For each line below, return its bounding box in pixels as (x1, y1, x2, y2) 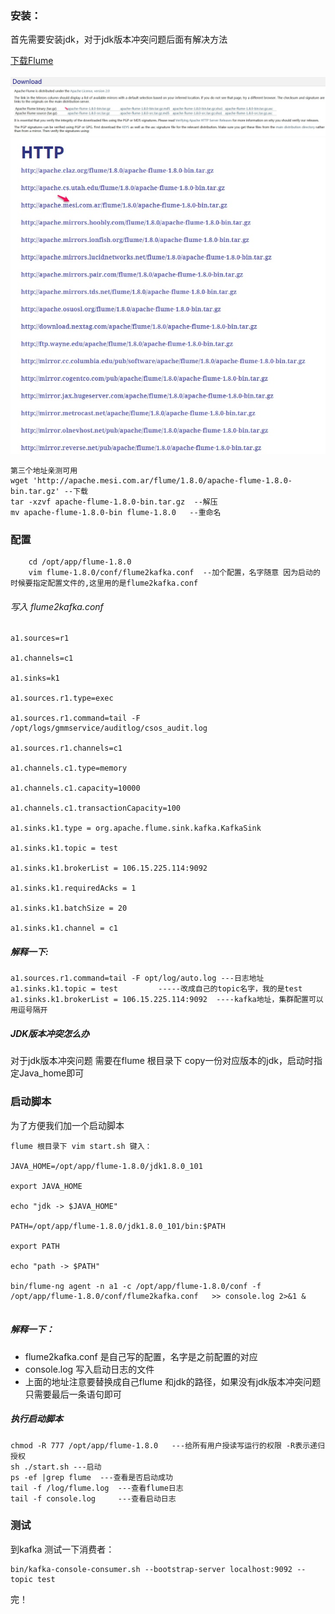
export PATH (10, 1241, 60, 1251)
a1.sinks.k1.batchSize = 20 (10, 903, 128, 914)
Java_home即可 (18, 1067, 85, 1079)
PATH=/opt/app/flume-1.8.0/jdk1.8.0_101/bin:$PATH (10, 1221, 226, 1231)
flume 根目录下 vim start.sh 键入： (10, 1141, 153, 1151)
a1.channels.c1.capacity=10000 (10, 783, 141, 794)
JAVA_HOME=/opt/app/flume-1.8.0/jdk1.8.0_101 (10, 1161, 203, 1171)
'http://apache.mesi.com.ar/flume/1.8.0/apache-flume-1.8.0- (32, 475, 293, 486)
